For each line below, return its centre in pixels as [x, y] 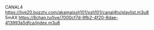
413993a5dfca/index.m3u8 [33, 23]
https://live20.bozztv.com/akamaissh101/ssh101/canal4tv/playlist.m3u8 [77, 12]
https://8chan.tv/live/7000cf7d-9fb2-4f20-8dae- [68, 17]
